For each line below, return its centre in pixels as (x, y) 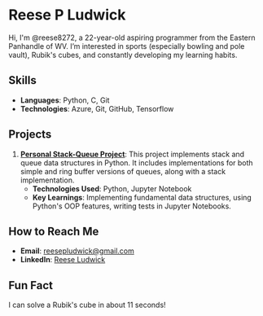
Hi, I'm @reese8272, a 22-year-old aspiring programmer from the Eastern (132, 37)
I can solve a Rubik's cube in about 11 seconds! (87, 305)
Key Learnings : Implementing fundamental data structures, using (142, 197)
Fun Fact (31, 285)
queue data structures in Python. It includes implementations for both (137, 162)
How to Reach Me (54, 231)
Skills (22, 80)
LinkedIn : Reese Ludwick (63, 260)
